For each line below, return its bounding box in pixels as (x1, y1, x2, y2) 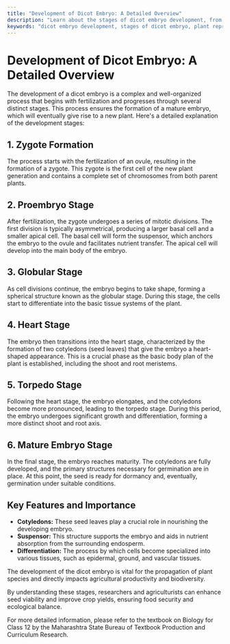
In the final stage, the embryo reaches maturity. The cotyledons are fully (7, 458, 211, 466)
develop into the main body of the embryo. (7, 246, 128, 254)
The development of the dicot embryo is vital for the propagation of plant (7, 568, 213, 575)
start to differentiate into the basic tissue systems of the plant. (7, 299, 182, 307)
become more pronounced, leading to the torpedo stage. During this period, (7, 405, 221, 413)
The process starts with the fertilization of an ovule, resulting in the (7, 157, 196, 166)
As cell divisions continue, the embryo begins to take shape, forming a (7, 285, 205, 293)
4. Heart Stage (7, 319, 71, 331)
